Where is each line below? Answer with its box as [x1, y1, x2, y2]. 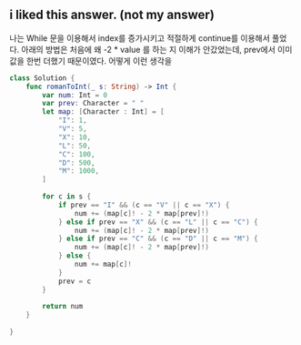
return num [42, 302, 84, 311]
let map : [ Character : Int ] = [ [42, 107, 166, 117]
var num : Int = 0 [42, 90, 107, 99]
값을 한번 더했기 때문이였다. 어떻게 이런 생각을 [9, 55, 173, 66]
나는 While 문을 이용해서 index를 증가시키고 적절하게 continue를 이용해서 [9, 32, 270, 44]
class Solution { [9, 73, 75, 83]
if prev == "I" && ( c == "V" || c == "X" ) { [57, 200, 230, 209]
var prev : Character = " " [42, 99, 145, 108]
